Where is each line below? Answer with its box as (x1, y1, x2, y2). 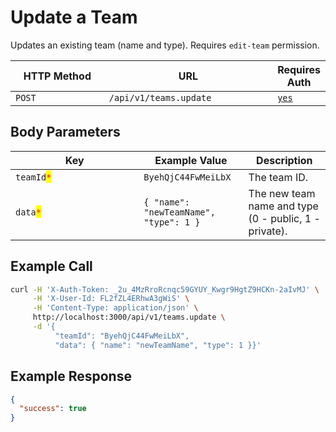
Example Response (10, 368, 132, 385)
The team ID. (248, 170, 309, 184)
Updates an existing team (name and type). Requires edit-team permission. (10, 39, 320, 51)
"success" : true (19, 404, 87, 414)
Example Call (10, 258, 93, 275)
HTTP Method (23, 69, 92, 83)
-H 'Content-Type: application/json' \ (32, 303, 199, 313)
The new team (248, 186, 316, 200)
